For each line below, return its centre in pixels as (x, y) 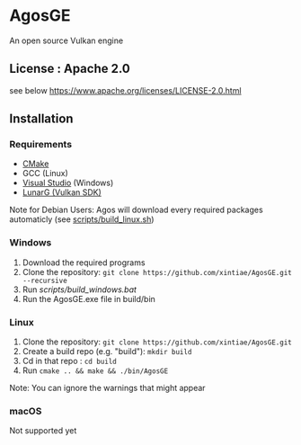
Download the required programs (84, 263)
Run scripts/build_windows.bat (80, 289)
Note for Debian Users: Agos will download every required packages (136, 210)
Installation (41, 119)
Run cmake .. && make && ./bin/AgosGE (95, 370)
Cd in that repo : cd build (69, 361)
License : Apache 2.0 (70, 69)
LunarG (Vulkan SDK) (62, 192)
